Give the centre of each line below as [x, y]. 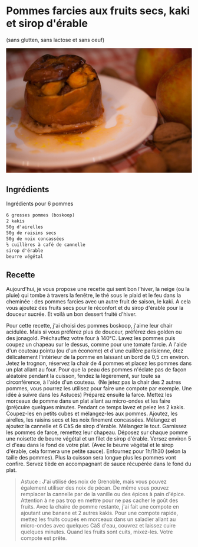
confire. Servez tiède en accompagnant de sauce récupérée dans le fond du [99, 464]
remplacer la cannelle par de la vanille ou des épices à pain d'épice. [103, 494]
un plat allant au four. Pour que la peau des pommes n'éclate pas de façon [96, 370]
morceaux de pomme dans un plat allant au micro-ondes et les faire [88, 401]
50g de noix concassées [35, 239]
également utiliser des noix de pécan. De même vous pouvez [95, 488]
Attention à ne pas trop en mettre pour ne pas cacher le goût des [99, 500]
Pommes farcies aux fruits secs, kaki [98, 11]
